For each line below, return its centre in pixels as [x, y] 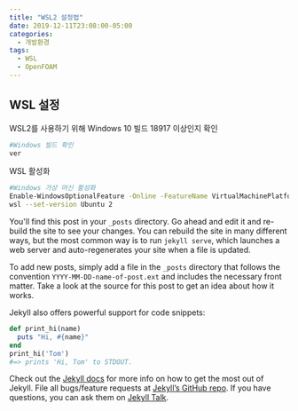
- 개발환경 [34, 42]
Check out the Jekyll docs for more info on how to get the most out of [137, 379]
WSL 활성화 [30, 171]
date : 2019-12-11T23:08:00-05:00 [71, 26]
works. [22, 296]
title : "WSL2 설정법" [47, 17]
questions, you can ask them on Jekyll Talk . [89, 398]
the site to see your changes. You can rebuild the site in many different [158, 231]
